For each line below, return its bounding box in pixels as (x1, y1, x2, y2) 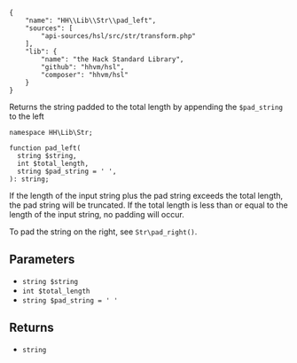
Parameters (9, 252, 75, 267)
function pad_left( (9, 144, 82, 153)
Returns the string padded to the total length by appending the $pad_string (9, 102, 284, 112)
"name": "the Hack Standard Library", (41, 55, 184, 64)
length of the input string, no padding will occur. (9, 209, 184, 219)
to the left (9, 111, 44, 122)
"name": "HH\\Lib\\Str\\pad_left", (25, 16, 157, 25)
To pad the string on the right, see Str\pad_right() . (9, 226, 198, 237)
